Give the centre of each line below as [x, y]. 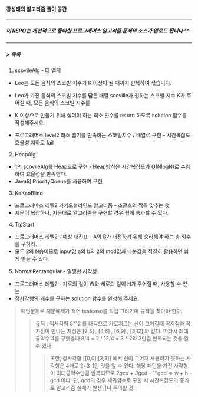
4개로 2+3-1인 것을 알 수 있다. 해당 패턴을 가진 [119, 366]
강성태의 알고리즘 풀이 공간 [37, 9]
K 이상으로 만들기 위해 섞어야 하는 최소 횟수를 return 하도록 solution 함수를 [101, 116]
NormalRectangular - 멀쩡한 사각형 [56, 271]
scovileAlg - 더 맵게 [38, 70]
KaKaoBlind [29, 193]
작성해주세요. [30, 123]
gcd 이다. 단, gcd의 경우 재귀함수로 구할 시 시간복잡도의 [114, 380]
